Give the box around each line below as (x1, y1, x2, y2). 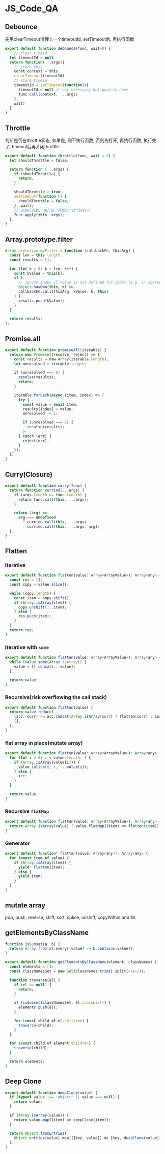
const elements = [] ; (9, 964, 54, 969)
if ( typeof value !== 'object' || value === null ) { (9, 1095, 120, 1100)
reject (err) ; (23, 438, 50, 443)
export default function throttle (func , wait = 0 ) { (5, 153, 115, 158)
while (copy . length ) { (9, 591, 56, 596)
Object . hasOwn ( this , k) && (18, 285, 74, 289)
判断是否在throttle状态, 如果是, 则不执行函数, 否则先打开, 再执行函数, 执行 (5, 137, 152, 143)
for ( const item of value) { (9, 855, 69, 861)
